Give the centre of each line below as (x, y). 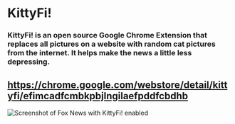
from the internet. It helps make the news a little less (100, 53)
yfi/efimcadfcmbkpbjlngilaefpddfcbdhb (98, 96)
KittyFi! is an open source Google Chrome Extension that (108, 35)
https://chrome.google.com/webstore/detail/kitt (117, 85)
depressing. (29, 62)
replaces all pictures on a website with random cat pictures (111, 44)
